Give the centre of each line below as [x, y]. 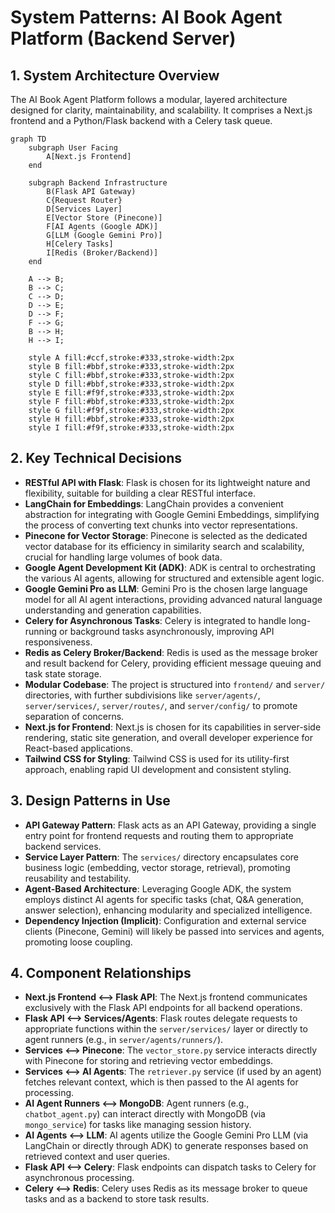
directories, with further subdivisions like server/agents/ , [142, 695]
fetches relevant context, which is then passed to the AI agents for [161, 1082]
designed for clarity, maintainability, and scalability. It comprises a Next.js [161, 110]
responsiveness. [58, 642]
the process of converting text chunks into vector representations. [161, 525]
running [41, 631]
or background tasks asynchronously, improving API [167, 631]
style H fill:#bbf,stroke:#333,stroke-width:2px [131, 419]
